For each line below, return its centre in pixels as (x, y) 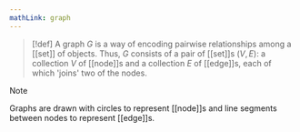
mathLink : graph (40, 18)
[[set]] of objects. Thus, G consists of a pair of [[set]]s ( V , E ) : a (149, 53)
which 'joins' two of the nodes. (89, 73)
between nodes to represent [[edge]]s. (82, 117)
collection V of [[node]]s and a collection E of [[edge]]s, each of (151, 63)
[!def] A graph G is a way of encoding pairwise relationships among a (161, 44)
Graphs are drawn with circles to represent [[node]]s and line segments (143, 108)
